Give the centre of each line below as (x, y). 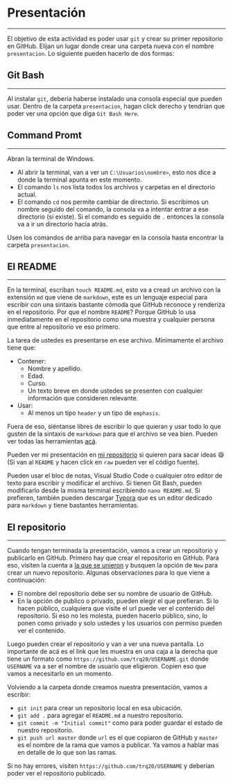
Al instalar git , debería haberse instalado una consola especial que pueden (115, 98)
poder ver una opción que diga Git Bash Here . (73, 113)
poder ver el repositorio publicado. (57, 774)
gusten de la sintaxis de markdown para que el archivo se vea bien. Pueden (113, 434)
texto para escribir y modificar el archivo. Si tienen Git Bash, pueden (105, 483)
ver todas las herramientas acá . (52, 441)
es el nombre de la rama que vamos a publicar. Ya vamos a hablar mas (118, 745)
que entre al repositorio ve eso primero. (64, 327)
